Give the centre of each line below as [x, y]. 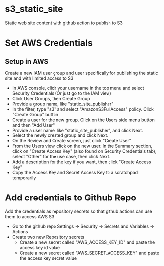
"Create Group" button [35, 114]
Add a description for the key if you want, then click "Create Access [82, 162]
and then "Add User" [33, 125]
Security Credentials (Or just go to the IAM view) [62, 93]
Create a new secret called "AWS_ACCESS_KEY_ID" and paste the [87, 242]
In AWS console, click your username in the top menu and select [78, 88]
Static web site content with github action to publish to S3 [64, 23]
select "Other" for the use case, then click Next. [61, 156]
